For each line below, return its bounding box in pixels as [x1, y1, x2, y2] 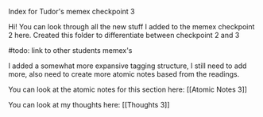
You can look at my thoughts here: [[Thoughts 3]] [8, 100, 170, 109]
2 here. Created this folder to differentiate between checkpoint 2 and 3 [8, 31, 240, 40]
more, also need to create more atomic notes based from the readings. [8, 70, 240, 78]
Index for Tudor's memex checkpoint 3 [8, 7, 135, 16]
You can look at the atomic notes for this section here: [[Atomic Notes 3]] [8, 85, 248, 94]
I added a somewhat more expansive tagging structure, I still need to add [8, 61, 247, 70]
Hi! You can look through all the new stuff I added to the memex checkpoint [8, 22, 255, 31]
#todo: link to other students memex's [8, 46, 133, 55]
